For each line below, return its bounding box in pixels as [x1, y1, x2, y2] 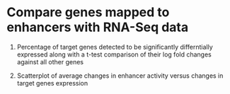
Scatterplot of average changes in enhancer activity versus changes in [16, 71, 224, 80]
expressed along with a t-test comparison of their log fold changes [16, 50, 212, 59]
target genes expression [16, 78, 88, 87]
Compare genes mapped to [6, 4, 170, 20]
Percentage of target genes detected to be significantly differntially [16, 42, 213, 51]
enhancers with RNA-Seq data [6, 19, 189, 35]
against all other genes [16, 57, 84, 66]
